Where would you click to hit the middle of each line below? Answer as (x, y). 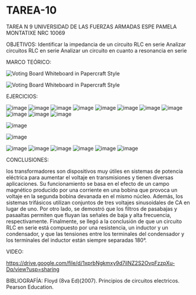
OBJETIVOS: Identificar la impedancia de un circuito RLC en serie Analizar (96, 44)
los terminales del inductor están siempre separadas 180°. (76, 240)
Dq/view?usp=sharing (33, 269)
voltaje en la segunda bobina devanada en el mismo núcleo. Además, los (94, 196)
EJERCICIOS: (22, 96)
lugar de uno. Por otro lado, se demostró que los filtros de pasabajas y (92, 209)
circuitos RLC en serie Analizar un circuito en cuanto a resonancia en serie (97, 50)
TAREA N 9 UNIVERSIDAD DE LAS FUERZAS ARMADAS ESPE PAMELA (92, 27)
